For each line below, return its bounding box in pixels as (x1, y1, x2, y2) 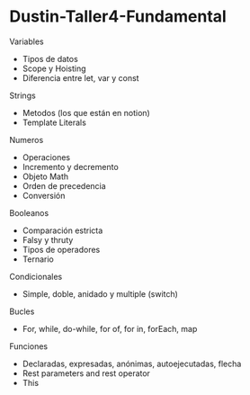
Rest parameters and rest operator (22, 367, 151, 379)
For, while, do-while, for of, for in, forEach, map (22, 323, 198, 334)
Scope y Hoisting (22, 63, 87, 74)
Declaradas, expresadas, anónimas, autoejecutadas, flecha (22, 358, 242, 369)
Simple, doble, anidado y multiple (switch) (22, 288, 178, 299)
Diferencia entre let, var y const (22, 72, 139, 83)
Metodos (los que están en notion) (22, 107, 150, 118)
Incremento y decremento (22, 161, 119, 172)
